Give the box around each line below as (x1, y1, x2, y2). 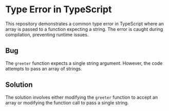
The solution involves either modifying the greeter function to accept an (5, 94, 158, 100)
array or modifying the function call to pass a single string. (5, 99, 129, 106)
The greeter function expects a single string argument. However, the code (5, 60, 163, 66)
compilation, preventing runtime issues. (5, 31, 89, 38)
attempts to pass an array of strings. (5, 65, 82, 71)
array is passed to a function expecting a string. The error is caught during (5, 26, 163, 32)
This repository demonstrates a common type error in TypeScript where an (5, 21, 164, 27)
